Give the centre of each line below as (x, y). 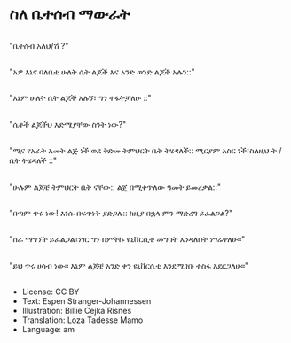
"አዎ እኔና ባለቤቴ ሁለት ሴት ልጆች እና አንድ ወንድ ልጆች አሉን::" (102, 72)
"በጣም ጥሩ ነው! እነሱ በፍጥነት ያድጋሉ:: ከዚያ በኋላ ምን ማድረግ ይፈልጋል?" (121, 213)
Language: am (48, 330)
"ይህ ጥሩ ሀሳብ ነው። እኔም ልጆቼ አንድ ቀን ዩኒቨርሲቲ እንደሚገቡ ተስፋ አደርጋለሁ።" (129, 265)
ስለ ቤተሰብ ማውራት (70, 15)
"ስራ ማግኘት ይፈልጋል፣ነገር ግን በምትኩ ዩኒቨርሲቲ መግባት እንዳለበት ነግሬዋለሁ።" (127, 239)
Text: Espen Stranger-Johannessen (87, 301)
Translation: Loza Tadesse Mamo (83, 320)
